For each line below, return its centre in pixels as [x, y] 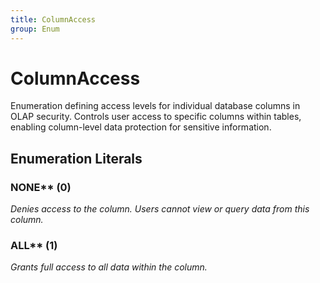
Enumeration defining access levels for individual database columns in [155, 106]
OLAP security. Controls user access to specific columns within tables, [156, 117]
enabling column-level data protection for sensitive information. [141, 127]
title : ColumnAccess [53, 19]
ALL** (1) [34, 246]
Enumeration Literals [76, 158]
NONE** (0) [41, 187]
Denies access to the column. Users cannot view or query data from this [160, 209]
